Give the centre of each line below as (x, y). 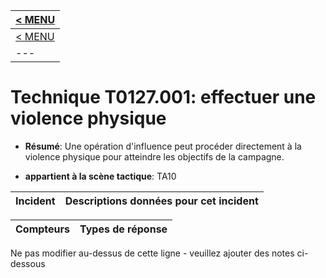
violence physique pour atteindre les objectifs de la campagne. (154, 156)
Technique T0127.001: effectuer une (163, 97)
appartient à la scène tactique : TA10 (100, 176)
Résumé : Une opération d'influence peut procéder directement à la (163, 146)
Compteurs (43, 229)
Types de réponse (123, 229)
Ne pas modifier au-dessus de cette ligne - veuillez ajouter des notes (152, 253)
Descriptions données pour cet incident (161, 201)
